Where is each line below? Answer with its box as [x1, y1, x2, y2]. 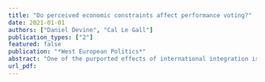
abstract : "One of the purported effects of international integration [8, 55, 248, 63]
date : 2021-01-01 [8, 19, 65, 27]
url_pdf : [8, 62, 37, 70]
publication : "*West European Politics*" [8, 48, 147, 55]
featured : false [8, 41, 62, 48]
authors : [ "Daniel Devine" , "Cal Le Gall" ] [8, 26, 154, 34]
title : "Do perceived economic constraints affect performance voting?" [8, 11, 252, 20]
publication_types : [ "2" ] [8, 33, 93, 41]
